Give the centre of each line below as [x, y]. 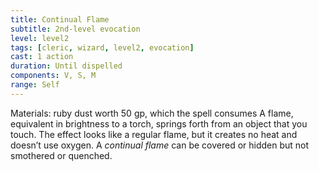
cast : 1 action [42, 57]
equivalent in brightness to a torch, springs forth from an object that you [159, 123]
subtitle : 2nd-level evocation [75, 29]
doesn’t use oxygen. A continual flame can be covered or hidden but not [160, 145]
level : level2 [40, 38]
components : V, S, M [53, 76]
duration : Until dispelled [66, 66]
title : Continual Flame [60, 19]
